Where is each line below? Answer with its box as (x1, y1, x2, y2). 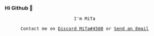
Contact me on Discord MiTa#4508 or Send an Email (20, 26, 149, 31)
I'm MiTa (73, 16, 96, 21)
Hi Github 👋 (5, 4, 33, 11)
